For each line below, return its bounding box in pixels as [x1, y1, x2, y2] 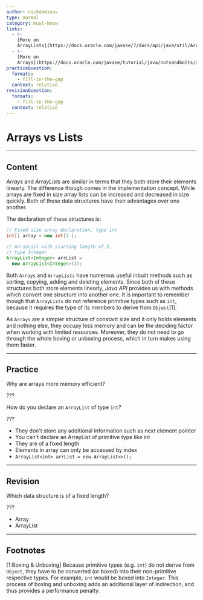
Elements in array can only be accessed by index [14, 446, 138, 454]
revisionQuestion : [6, 88, 53, 94]
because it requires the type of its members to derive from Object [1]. [6, 304, 177, 311]
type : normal [6, 15, 39, 21]
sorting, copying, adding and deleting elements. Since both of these [6, 278, 175, 285]
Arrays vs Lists [6, 131, 83, 144]
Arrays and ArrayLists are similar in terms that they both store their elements [6, 178, 197, 185]
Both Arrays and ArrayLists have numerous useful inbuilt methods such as [6, 272, 193, 279]
